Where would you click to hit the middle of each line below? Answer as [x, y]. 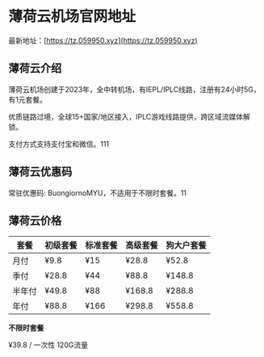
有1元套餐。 [27, 99]
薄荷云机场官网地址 [72, 17]
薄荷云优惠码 [40, 172]
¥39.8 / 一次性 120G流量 [48, 345]
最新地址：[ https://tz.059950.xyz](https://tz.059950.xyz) [103, 40]
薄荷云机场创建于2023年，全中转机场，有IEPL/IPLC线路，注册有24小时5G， [134, 89]
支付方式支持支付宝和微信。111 [59, 144]
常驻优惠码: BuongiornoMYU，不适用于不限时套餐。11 [98, 193]
